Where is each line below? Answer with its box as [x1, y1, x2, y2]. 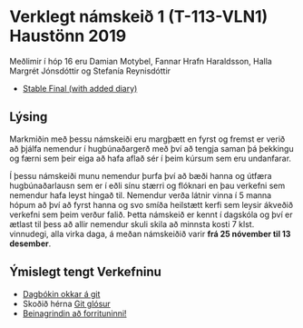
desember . [9, 238, 52, 249]
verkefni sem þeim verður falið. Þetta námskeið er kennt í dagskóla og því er [9, 209, 293, 220]
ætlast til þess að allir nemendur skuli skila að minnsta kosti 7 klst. [9, 218, 255, 229]
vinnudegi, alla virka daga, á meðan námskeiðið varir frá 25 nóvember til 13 [9, 228, 291, 239]
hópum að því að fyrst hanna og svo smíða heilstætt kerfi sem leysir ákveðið [9, 199, 293, 210]
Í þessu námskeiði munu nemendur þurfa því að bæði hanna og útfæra [9, 170, 272, 181]
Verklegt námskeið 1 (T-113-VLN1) [9, 6, 269, 27]
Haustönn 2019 [9, 25, 127, 46]
